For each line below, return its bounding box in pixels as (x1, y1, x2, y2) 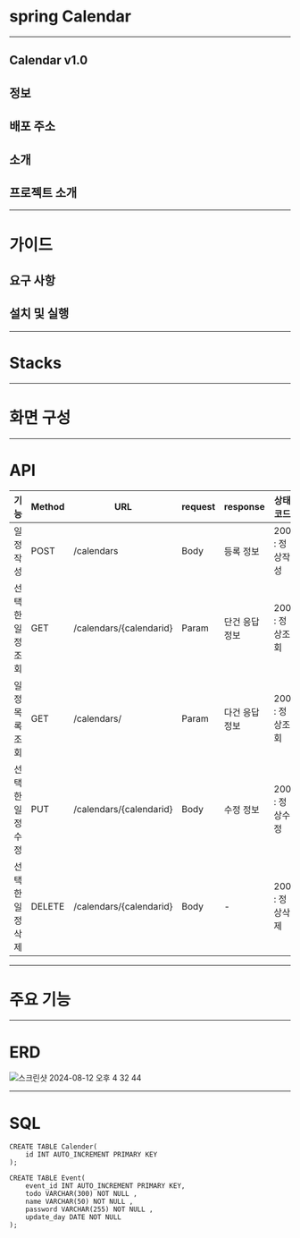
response (223, 500, 265, 513)
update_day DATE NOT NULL (25, 1213, 122, 1222)
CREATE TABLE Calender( (9, 1142, 98, 1151)
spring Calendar (9, 6, 132, 27)
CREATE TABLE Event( (9, 1174, 87, 1183)
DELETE (30, 900, 65, 912)
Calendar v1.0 (9, 53, 88, 68)
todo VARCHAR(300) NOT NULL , (25, 1190, 138, 1199)
